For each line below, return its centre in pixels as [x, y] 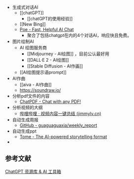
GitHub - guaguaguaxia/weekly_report [58, 125]
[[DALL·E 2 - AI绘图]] [48, 60]
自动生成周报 [25, 120]
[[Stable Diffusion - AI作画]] [55, 66]
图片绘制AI [23, 41]
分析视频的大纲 [27, 107]
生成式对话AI [25, 7]
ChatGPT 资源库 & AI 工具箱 [33, 171]
